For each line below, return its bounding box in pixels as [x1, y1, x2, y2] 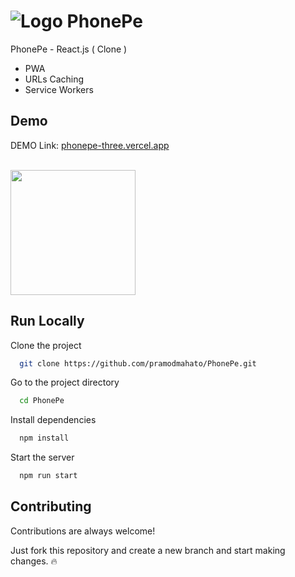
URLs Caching [24, 73, 85, 85]
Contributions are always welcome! [10, 525, 156, 537]
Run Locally [10, 313, 85, 330]
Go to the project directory [10, 376, 120, 389]
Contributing [10, 498, 92, 515]
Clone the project [10, 339, 82, 351]
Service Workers [24, 83, 94, 95]
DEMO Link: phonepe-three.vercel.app [10, 139, 170, 151]
